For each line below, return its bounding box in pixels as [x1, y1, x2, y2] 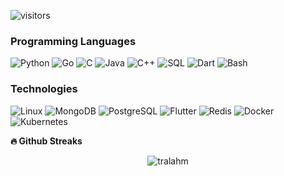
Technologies [10, 82, 78, 96]
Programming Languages [10, 34, 137, 48]
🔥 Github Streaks [10, 135, 83, 147]
